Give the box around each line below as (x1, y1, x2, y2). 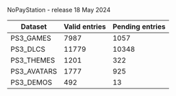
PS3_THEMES (10, 56, 55, 65)
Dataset (20, 22, 47, 31)
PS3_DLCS (10, 44, 46, 54)
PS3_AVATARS (10, 67, 58, 76)
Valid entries (64, 22, 106, 31)
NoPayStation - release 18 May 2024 (7, 6, 111, 14)
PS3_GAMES (10, 33, 51, 43)
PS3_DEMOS (10, 78, 53, 87)
